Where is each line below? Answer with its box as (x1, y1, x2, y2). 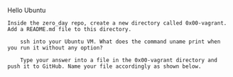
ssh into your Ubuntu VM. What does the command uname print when (20, 38, 221, 45)
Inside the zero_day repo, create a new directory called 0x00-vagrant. (7, 20, 227, 27)
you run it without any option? (7, 45, 103, 52)
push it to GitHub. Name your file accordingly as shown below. (7, 63, 202, 70)
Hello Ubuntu (7, 6, 46, 14)
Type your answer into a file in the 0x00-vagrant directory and (20, 57, 218, 64)
